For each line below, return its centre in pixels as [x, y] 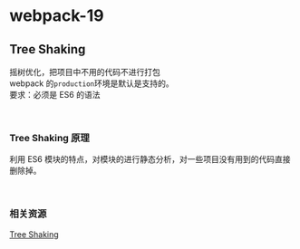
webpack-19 [57, 16]
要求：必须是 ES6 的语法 [55, 95]
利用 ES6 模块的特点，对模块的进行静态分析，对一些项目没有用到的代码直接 [150, 159]
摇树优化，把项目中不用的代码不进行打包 [85, 72]
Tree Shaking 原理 [50, 138]
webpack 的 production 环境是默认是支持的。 [92, 83]
